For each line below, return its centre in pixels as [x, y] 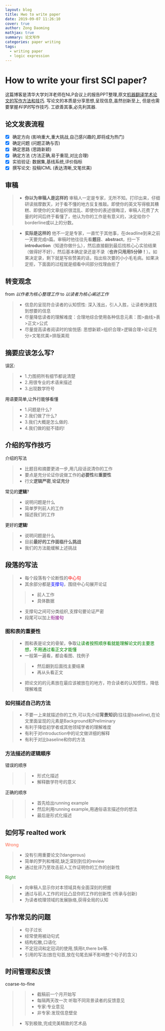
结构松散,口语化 [41, 942]
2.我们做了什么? [41, 415]
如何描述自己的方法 [28, 703]
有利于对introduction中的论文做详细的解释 [67, 733]
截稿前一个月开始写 [57, 994]
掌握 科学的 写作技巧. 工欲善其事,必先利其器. [53, 107]
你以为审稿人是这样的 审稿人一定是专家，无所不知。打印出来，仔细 [92, 198]
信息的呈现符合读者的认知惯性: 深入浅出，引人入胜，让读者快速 [89, 305]
